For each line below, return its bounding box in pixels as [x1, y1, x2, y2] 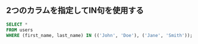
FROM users [6, 27, 33, 33]
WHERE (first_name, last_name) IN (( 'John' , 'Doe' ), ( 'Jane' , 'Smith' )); [6, 32, 193, 38]
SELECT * [6, 21, 28, 28]
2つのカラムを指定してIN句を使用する [6, 5, 144, 16]
